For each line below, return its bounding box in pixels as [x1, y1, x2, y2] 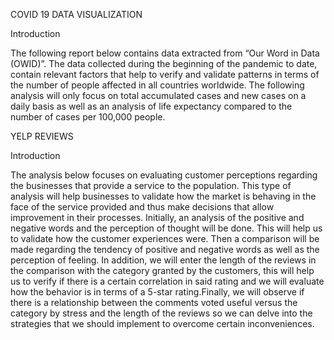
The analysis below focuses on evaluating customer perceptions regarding [10, 169, 318, 181]
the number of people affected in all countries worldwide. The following [10, 79, 305, 91]
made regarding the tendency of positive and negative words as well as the [10, 244, 320, 255]
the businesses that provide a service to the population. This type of [10, 180, 292, 191]
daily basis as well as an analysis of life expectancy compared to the [10, 100, 293, 112]
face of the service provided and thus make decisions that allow [10, 201, 275, 213]
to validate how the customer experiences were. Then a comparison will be [10, 233, 320, 244]
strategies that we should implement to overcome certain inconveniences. [10, 318, 315, 329]
